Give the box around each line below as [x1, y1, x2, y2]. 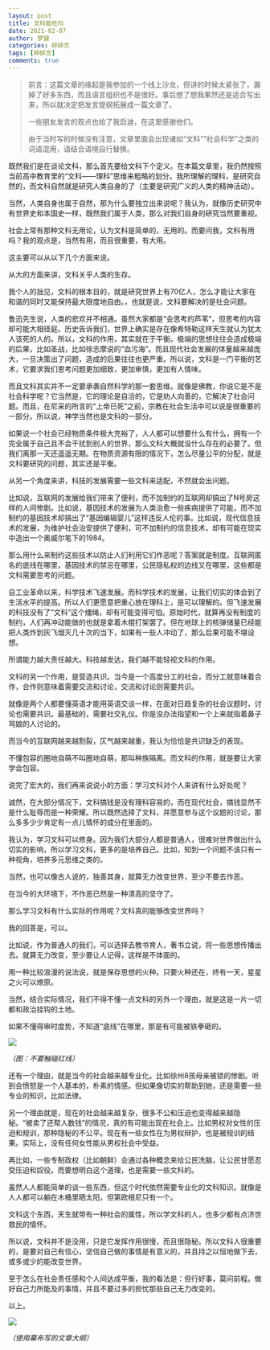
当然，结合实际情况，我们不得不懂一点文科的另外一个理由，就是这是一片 [8, 994, 247, 1003]
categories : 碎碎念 [8, 42, 70, 50]
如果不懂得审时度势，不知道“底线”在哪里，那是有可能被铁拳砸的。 [8, 1021, 227, 1031]
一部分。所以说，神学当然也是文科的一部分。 [8, 411, 157, 421]
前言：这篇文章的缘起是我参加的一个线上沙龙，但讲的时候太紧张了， [27, 80, 254, 89]
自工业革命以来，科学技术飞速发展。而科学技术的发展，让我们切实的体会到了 [8, 587, 262, 597]
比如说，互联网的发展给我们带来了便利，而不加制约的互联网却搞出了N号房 [8, 492, 253, 503]
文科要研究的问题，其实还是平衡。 [8, 458, 121, 468]
